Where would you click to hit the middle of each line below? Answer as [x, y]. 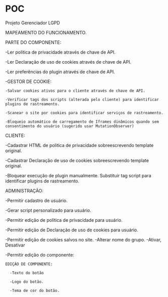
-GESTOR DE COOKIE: [29, 81]
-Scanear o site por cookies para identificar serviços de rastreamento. [85, 113]
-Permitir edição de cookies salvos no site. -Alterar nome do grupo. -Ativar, [83, 239]
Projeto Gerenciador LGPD [33, 23]
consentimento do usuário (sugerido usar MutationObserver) [70, 126]
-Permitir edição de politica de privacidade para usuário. [64, 220]
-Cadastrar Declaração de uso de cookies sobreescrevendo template [77, 160]
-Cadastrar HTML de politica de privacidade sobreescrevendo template [79, 145]
